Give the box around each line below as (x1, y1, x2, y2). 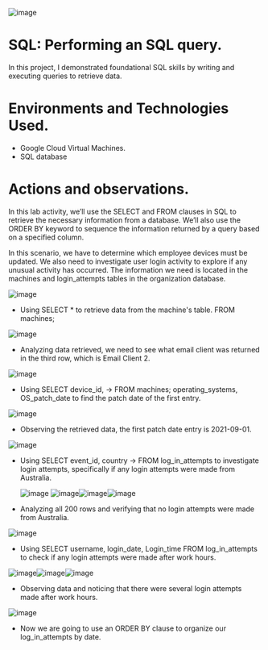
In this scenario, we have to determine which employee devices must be (8, 248, 248, 257)
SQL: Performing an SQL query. (8, 36, 223, 54)
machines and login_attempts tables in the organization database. (8, 273, 226, 283)
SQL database (19, 152, 68, 161)
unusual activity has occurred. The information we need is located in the (8, 265, 248, 274)
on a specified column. (8, 232, 85, 242)
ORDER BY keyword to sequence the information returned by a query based (8, 223, 260, 233)
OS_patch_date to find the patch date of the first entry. (19, 393, 201, 402)
